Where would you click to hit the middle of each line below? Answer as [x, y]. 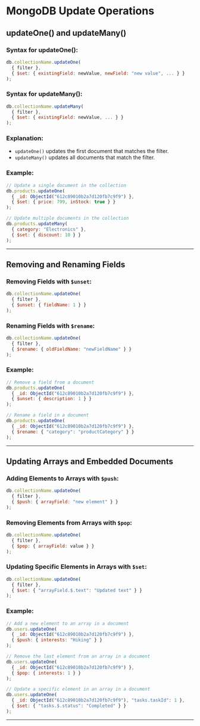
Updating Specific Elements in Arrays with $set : [76, 567]
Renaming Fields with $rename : [51, 326]
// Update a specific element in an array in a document [78, 689]
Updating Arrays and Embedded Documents [90, 461]
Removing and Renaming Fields [66, 264]
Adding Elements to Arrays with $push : [62, 478]
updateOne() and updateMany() [66, 33]
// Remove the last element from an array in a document [78, 656]
